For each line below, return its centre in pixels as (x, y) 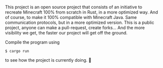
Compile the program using (32, 42)
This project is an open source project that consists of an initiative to (74, 7)
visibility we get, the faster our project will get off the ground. (66, 33)
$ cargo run (17, 51)
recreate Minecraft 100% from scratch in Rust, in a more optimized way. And (81, 12)
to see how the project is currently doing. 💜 (48, 60)
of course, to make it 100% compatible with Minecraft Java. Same (71, 17)
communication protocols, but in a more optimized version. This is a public (80, 22)
